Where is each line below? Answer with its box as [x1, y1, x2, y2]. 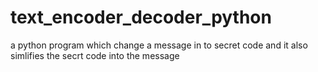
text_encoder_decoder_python [10, 6, 272, 29]
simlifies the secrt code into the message [10, 49, 180, 61]
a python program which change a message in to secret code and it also [10, 39, 308, 51]
